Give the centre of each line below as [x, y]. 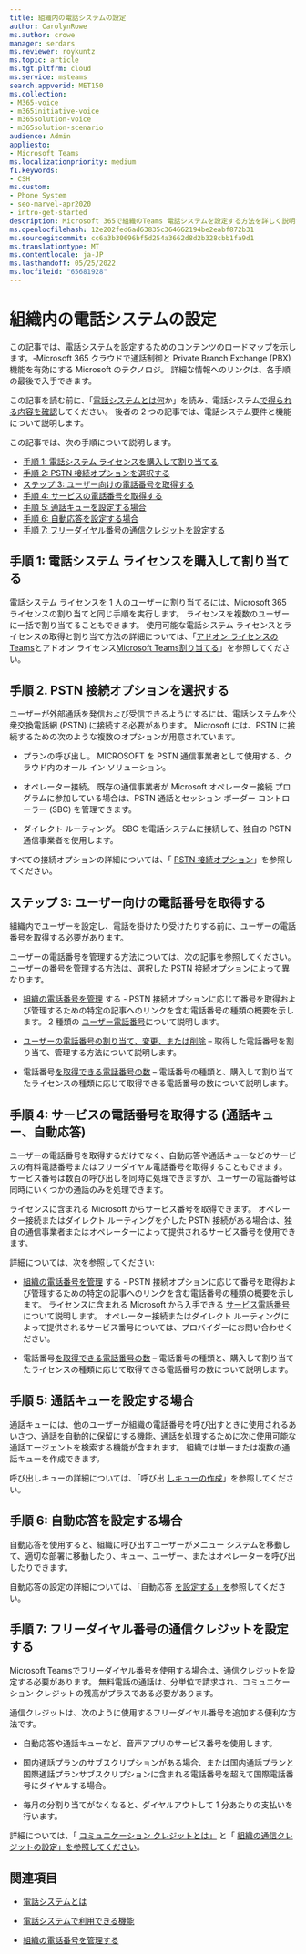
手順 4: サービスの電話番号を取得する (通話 [130, 1115]
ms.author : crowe [42, 35]
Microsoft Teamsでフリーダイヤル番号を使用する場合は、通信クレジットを [148, 1670]
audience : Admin [40, 137]
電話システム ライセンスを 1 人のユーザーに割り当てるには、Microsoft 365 [148, 602]
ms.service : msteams [49, 77]
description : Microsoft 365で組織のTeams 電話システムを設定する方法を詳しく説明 [153, 221]
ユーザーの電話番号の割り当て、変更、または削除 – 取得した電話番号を [154, 1041]
